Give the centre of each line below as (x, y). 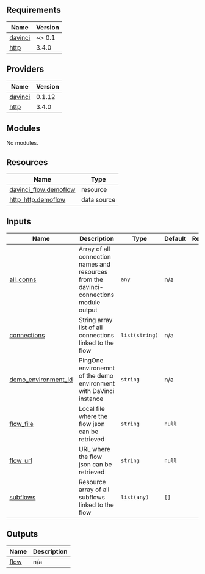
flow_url (21, 461)
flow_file (21, 424)
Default (175, 239)
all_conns (23, 279)
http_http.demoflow (38, 200)
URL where (95, 449)
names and (95, 264)
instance (91, 399)
